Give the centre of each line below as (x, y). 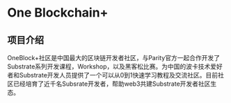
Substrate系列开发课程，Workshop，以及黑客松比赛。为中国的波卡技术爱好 (115, 66)
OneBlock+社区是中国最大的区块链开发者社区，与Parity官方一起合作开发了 (114, 58)
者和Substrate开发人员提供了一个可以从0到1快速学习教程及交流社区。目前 (113, 75)
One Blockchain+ (58, 13)
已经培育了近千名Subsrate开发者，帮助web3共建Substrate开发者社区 (112, 84)
